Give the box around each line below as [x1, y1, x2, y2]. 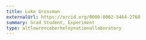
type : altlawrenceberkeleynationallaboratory [6, 25, 121, 31]
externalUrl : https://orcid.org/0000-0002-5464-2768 [6, 14, 141, 20]
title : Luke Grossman [6, 8, 60, 15]
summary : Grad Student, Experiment [6, 19, 95, 25]
